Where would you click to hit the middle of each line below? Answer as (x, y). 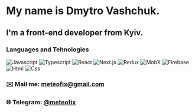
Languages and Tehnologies (48, 50)
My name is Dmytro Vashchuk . (83, 11)
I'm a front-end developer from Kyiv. (75, 33)
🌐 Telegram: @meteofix (41, 102)
